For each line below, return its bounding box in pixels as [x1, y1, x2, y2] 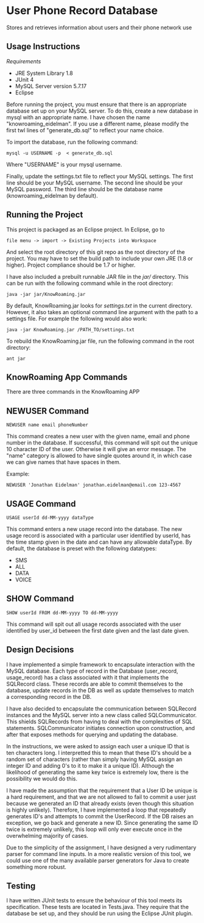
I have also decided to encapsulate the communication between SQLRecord [6, 704, 197, 712]
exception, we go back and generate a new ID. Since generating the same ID [6, 819, 199, 826]
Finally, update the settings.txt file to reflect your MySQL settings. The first [6, 172, 194, 180]
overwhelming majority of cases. [6, 832, 88, 839]
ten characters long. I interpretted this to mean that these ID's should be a [6, 749, 192, 756]
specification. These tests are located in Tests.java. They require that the [6, 904, 189, 911]
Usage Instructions [6, 41, 80, 52]
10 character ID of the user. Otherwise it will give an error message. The [6, 446, 187, 453]
